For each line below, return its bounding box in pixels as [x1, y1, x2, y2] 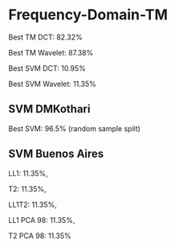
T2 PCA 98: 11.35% [8, 231, 72, 241]
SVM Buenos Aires [8, 147, 104, 161]
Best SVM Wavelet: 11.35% [8, 79, 96, 89]
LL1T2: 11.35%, [8, 200, 58, 209]
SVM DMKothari [8, 102, 91, 116]
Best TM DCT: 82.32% [8, 32, 83, 42]
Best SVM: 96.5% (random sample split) [8, 123, 140, 134]
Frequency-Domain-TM [8, 6, 169, 24]
